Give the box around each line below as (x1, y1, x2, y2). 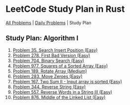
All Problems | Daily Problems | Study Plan (5, 20, 92, 26)
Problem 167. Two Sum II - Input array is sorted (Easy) (12, 78, 123, 84)
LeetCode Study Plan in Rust (5, 3, 125, 15)
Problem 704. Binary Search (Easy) (12, 58, 85, 64)
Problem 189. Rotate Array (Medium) (12, 68, 87, 74)
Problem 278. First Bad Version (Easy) (12, 52, 90, 58)
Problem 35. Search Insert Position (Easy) (12, 47, 98, 53)
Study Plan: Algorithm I (5, 34, 79, 42)
